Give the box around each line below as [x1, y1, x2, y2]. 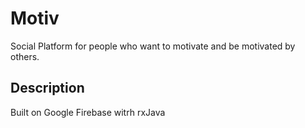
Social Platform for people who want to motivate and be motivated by [10, 40, 296, 52]
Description [10, 80, 85, 97]
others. [10, 50, 40, 62]
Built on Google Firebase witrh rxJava [10, 106, 166, 118]
